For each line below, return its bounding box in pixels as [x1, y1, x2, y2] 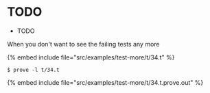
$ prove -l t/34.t [7, 66, 60, 73]
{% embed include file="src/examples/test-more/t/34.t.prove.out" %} [7, 78, 204, 86]
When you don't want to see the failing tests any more [7, 40, 160, 48]
